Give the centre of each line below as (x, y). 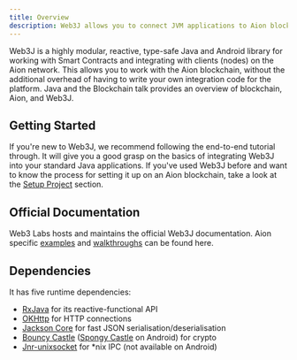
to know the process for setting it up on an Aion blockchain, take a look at (143, 175)
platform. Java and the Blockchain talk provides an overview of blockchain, (146, 88)
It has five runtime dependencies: (70, 292)
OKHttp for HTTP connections (77, 318)
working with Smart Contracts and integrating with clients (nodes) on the (141, 60)
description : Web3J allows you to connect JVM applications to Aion (138, 26)
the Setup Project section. (57, 184)
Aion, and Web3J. (42, 97)
